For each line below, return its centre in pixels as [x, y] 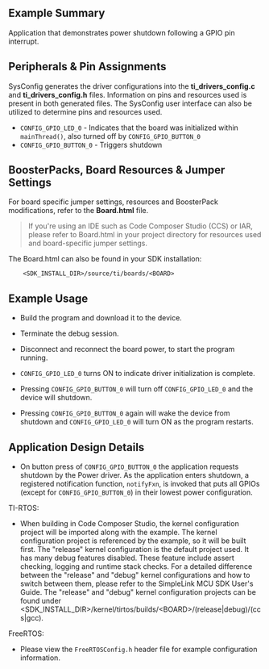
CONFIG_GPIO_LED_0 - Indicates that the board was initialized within [129, 128]
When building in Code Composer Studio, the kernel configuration [129, 524]
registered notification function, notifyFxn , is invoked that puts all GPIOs [140, 484]
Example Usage [48, 298]
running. [34, 357]
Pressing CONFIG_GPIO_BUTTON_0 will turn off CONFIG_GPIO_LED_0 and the [137, 389]
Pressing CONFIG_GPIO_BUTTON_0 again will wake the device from [125, 413]
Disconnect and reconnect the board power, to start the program [127, 349]
